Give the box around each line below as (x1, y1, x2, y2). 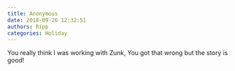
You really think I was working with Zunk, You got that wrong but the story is (7, 49, 229, 57)
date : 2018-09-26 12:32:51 (7, 17, 87, 24)
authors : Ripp (7, 23, 49, 30)
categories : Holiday (7, 29, 68, 37)
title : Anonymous (7, 10, 58, 17)
